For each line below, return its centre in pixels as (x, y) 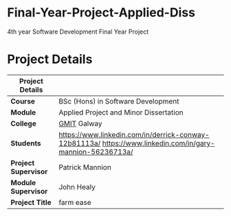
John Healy (77, 187)
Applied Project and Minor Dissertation (121, 112)
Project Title (31, 202)
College (23, 123)
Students (26, 143)
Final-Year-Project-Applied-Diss (101, 13)
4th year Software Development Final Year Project (78, 32)
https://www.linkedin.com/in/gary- (158, 143)
